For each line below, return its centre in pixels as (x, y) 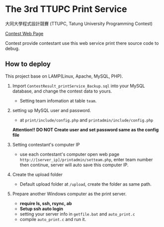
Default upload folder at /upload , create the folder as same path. (85, 184)
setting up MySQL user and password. (51, 110)
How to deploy (28, 64)
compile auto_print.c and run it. (53, 219)
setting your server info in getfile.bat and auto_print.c (77, 214)
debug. (12, 48)
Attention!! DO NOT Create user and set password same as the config (85, 129)
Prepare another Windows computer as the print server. (69, 194)
